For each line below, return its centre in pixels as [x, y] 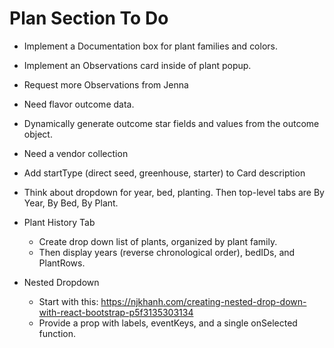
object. [38, 134]
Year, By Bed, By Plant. [71, 203]
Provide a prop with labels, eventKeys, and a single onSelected [168, 323]
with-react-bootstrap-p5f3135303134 [116, 312]
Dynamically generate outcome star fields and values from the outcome [171, 123]
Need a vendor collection [76, 153]
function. [57, 333]
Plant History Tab [59, 222]
